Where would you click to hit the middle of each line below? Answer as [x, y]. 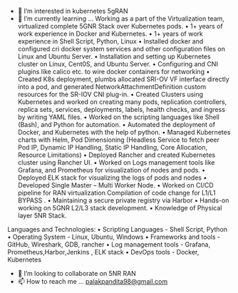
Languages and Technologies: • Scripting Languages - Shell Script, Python [118, 229]
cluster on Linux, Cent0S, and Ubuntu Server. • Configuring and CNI [118, 64]
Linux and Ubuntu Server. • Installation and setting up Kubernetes [114, 56]
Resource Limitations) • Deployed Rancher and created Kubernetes [117, 155]
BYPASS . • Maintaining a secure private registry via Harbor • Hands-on [123, 200]
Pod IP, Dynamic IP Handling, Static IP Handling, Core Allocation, [113, 147]
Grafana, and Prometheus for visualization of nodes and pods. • [112, 170]
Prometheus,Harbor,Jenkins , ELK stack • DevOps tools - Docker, [103, 252]
